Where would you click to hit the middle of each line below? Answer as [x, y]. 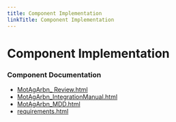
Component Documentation [54, 74]
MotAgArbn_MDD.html [48, 104]
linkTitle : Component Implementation [61, 20]
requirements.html [43, 111]
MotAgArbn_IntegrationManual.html [67, 97]
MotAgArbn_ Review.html [52, 89]
